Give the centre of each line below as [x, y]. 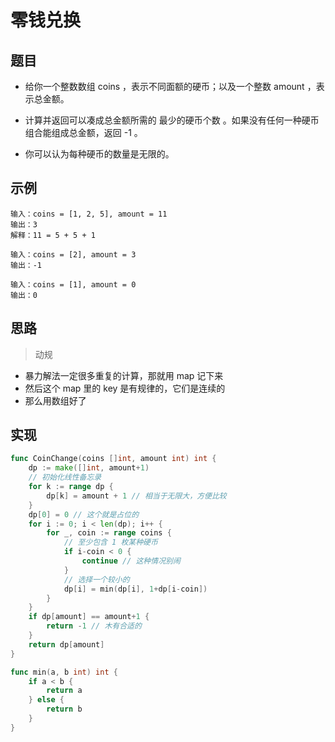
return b [64, 709]
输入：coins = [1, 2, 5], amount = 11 [89, 214]
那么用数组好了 [55, 400]
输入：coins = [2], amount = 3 [73, 254]
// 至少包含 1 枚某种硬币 [110, 542]
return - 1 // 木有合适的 [94, 626]
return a [64, 691]
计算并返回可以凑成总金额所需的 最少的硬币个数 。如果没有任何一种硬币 [172, 120]
